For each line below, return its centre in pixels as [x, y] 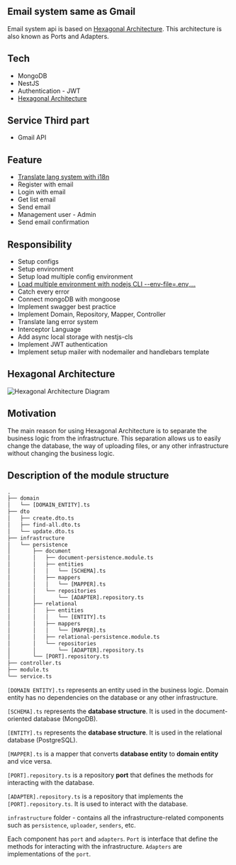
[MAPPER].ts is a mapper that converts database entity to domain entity [113, 754]
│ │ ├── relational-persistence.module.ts [84, 637]
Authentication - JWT [49, 91]
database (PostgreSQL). [43, 740]
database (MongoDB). [65, 718]
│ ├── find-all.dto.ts [44, 525]
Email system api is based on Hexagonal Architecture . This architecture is [114, 28]
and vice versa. [30, 761]
